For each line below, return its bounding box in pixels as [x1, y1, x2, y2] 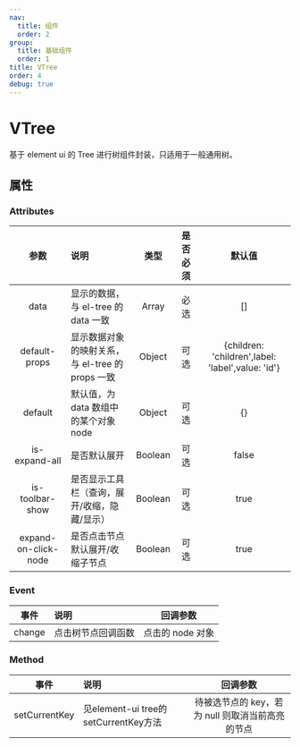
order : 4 [9, 72, 42, 81]
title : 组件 [17, 21, 60, 30]
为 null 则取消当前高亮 [193, 709, 286, 721]
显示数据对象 [71, 331, 125, 344]
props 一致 [71, 371, 116, 384]
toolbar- [20, 493, 56, 505]
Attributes [9, 205, 54, 217]
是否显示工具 [71, 473, 125, 486]
